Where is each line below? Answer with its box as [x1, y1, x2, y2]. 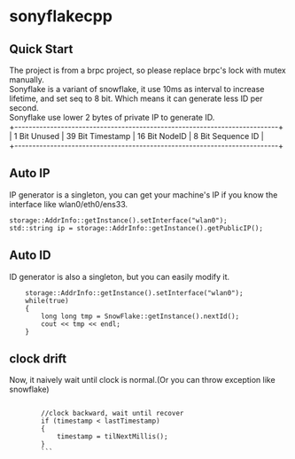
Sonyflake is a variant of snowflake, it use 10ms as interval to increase [9, 84, 265, 94]
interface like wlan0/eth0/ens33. [9, 198, 128, 209]
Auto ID [9, 248, 51, 263]
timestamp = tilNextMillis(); [56, 432, 168, 441]
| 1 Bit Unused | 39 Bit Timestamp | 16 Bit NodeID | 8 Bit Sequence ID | [9, 131, 264, 141]
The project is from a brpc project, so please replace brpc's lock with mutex [9, 65, 286, 75]
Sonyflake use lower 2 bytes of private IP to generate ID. [9, 113, 215, 122]
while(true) [25, 296, 69, 305]
